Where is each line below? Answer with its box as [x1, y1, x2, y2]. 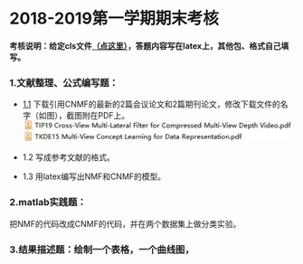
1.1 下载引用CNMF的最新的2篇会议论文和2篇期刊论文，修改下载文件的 [22, 99, 280, 109]
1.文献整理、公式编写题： [9, 76, 119, 89]
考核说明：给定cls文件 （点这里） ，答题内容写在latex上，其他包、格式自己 [9, 40, 281, 51]
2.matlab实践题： [9, 196, 87, 209]
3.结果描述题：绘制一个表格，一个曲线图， [9, 243, 194, 256]
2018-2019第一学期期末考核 [9, 8, 220, 29]
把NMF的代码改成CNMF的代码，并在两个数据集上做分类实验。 [9, 218, 241, 229]
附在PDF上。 [81, 110, 130, 121]
